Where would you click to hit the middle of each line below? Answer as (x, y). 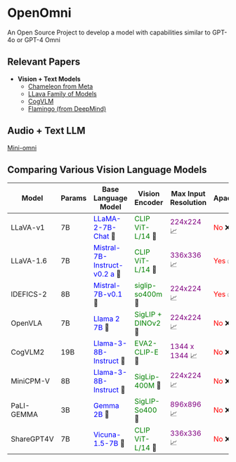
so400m (149, 294)
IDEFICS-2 (29, 294)
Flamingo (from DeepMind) (67, 108)
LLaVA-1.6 (29, 261)
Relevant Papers (44, 62)
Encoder (149, 203)
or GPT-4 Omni (39, 39)
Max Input (188, 194)
